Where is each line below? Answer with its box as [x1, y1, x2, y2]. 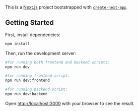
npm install [5, 41, 30, 46]
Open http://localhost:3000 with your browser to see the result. [5, 100, 135, 106]
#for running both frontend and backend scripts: [5, 59, 110, 65]
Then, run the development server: [5, 50, 76, 56]
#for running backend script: [5, 87, 68, 92]
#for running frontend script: [5, 73, 70, 78]
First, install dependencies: [5, 32, 61, 38]
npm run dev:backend [5, 92, 48, 97]
